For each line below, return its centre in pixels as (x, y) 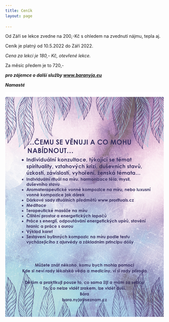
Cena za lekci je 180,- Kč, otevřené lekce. (48, 56)
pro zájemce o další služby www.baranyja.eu (54, 75)
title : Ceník (19, 11)
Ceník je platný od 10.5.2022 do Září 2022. (49, 46)
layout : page (19, 16)
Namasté (15, 85)
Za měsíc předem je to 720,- (35, 66)
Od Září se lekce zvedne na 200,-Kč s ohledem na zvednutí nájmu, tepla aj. (83, 36)
